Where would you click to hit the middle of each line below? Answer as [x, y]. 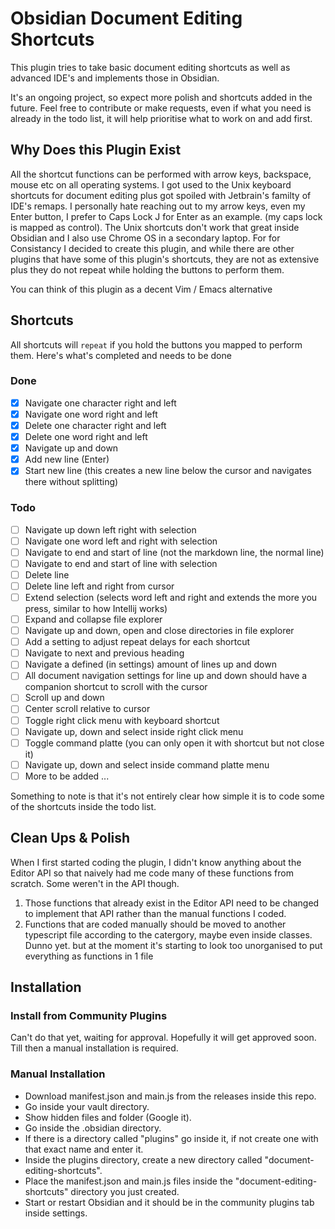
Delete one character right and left [95, 425]
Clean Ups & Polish [70, 838]
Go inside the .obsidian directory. [93, 1128]
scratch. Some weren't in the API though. [95, 883]
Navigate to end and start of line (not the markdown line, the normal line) [174, 552]
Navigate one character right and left [100, 403]
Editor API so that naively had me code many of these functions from [152, 873]
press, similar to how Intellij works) [96, 609]
